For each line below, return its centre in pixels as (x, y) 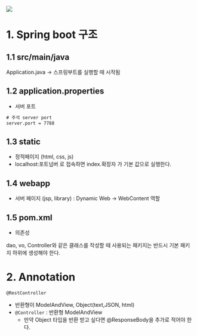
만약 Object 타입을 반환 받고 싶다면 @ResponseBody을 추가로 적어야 (104, 319)
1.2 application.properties (55, 91)
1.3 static (23, 141)
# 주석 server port (29, 117)
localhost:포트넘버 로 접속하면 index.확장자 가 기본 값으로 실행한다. (93, 164)
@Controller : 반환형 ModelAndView (59, 312)
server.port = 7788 (30, 123)
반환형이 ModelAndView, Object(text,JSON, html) (75, 304)
